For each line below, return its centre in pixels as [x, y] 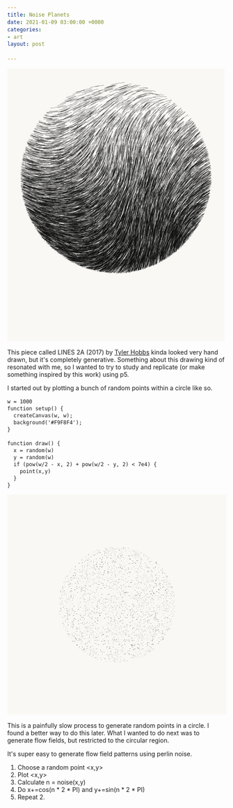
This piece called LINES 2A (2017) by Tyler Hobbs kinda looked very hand [113, 352]
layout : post [26, 44]
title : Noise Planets [39, 15]
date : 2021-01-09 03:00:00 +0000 [56, 22]
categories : [24, 29]
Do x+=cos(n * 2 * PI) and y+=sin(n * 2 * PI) [81, 790]
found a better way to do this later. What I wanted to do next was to [104, 733]
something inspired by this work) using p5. [68, 374]
